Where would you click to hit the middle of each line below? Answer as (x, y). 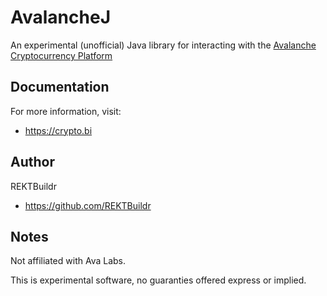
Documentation (60, 87)
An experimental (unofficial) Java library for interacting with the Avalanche (163, 45)
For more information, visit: (66, 111)
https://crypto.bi (58, 130)
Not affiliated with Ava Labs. (68, 261)
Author (32, 162)
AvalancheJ (61, 17)
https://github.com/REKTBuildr (88, 205)
